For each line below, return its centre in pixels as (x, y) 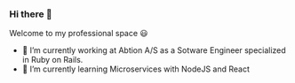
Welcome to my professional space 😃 (79, 34)
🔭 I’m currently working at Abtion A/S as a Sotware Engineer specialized (154, 50)
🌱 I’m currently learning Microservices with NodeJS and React (136, 69)
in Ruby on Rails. (52, 60)
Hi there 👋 (31, 14)
